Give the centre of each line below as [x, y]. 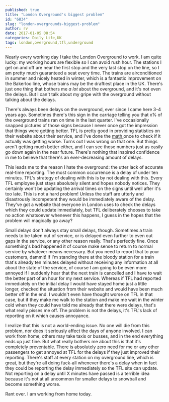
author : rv [17, 29]
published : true [22, 10]
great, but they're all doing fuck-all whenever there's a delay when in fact [81, 363]
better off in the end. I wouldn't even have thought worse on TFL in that [79, 294]
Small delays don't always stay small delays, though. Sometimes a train [79, 230]
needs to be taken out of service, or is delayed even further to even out [79, 235]
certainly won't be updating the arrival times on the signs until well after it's [83, 188]
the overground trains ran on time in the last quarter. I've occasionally [77, 120]
